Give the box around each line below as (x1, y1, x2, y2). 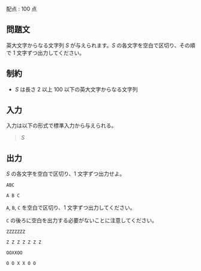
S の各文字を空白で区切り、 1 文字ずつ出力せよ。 (6, 170, 125, 178)
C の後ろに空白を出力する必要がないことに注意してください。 (6, 217, 158, 224)
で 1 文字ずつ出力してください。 (6, 49, 85, 56)
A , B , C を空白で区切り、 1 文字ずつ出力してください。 (6, 204, 136, 211)
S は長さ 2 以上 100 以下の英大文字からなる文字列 (14, 86, 138, 93)
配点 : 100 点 (6, 5, 37, 12)
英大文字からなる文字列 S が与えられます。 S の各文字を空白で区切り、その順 (6, 42, 196, 49)
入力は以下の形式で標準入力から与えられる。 (6, 122, 117, 129)
